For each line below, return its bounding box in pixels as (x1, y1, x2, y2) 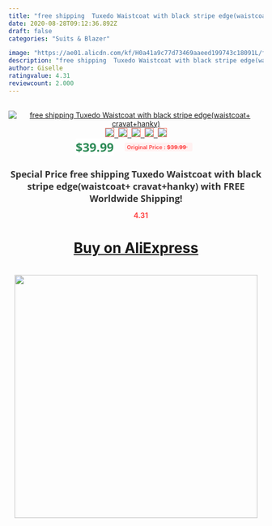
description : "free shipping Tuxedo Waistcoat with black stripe (8, 57, 237, 65)
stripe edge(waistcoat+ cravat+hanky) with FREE (27, 179, 245, 193)
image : (8, 49, 31, 58)
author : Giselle (8, 64, 63, 73)
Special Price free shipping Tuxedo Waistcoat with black (11, 167, 261, 181)
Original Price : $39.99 (126, 143, 187, 151)
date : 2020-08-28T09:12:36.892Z (8, 19, 117, 28)
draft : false (8, 27, 53, 35)
